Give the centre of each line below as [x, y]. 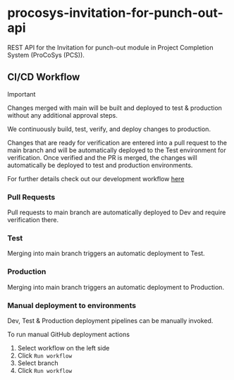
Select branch [38, 363]
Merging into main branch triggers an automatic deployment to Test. [106, 253]
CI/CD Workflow [44, 77]
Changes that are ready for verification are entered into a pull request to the [117, 142]
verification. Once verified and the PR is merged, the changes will [102, 157]
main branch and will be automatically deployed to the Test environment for [117, 150]
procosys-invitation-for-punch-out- [115, 13]
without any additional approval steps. [62, 115]
